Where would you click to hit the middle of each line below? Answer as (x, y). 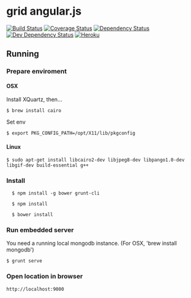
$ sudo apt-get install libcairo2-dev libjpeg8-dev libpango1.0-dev (95, 160)
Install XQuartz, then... (34, 100)
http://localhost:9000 (35, 289)
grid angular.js (44, 11)
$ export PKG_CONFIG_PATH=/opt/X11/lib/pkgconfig (71, 133)
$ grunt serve (24, 261)
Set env (16, 122)
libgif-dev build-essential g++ (47, 165)
